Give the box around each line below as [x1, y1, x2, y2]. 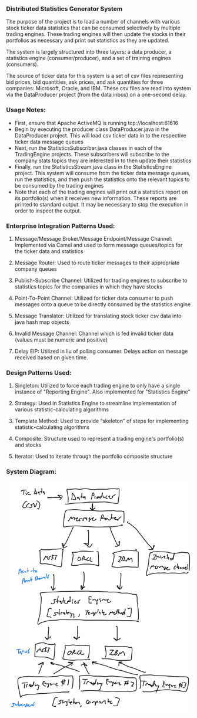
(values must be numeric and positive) [14, 336, 108, 343]
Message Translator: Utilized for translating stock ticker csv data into [14, 312, 182, 319]
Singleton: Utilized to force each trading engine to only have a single [14, 382, 181, 389]
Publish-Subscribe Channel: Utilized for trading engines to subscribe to [14, 277, 188, 284]
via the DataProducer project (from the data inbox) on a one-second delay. [6, 91, 187, 99]
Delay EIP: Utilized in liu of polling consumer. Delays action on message [14, 347, 188, 355]
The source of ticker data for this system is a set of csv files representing [6, 73, 183, 80]
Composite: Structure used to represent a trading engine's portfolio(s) [14, 435, 184, 442]
